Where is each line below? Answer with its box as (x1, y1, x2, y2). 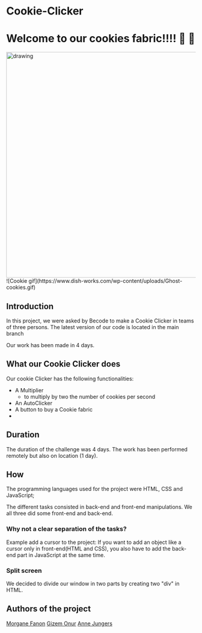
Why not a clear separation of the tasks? (6, 525, 127, 533)
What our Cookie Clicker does (6, 359, 121, 369)
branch (6, 330, 24, 337)
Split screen (6, 566, 42, 575)
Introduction (6, 301, 54, 311)
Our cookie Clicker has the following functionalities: (6, 375, 134, 382)
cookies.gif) (6, 284, 36, 291)
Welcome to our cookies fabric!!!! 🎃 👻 (6, 32, 195, 46)
